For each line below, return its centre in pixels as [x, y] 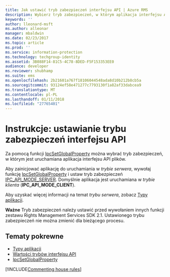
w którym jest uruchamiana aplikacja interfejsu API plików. [66, 159]
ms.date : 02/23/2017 [27, 38]
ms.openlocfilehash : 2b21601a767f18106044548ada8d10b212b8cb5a [73, 80]
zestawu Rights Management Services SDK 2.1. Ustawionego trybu [75, 215]
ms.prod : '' [18, 48]
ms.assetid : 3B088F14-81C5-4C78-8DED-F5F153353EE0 [60, 62]
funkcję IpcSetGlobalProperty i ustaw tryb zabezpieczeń [64, 174]
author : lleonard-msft [29, 24]
